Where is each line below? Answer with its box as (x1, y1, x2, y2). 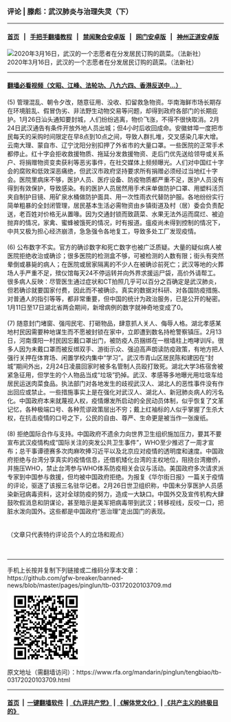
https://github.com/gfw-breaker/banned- (7, 573, 124, 582)
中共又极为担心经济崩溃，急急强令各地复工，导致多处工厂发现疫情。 (7, 226, 200, 235)
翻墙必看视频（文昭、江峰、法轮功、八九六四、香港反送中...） (7, 81, 182, 89)
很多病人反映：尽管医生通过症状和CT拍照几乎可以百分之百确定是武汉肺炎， (7, 277, 221, 286)
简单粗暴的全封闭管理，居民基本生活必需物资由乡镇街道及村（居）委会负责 (7, 201, 218, 209)
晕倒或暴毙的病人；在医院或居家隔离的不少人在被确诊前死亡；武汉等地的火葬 (7, 260, 224, 268)
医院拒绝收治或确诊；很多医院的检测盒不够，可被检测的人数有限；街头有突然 (7, 251, 224, 259)
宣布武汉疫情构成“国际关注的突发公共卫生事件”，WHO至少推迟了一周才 (7, 438, 208, 446)
